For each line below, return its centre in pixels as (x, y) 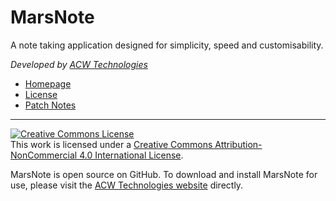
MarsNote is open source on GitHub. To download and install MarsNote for (164, 174)
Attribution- (238, 144)
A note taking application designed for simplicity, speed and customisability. (167, 45)
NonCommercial (44, 155)
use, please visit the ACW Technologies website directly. (127, 185)
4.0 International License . (131, 155)
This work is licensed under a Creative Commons (111, 144)
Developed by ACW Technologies (79, 64)
